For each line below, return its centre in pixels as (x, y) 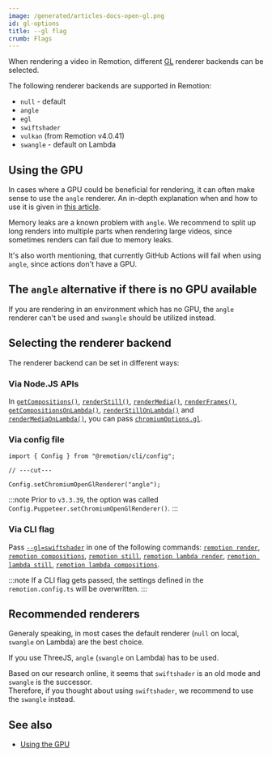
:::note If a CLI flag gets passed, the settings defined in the (106, 580)
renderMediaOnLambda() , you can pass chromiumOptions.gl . (105, 418)
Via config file (36, 439)
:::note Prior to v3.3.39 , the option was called (84, 500)
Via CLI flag (32, 529)
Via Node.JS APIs (44, 383)
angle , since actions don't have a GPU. (73, 264)
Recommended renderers (74, 614)
